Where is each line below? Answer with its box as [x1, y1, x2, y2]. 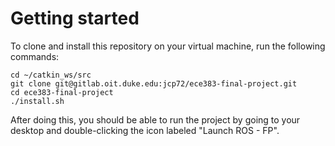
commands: [10, 50, 60, 62]
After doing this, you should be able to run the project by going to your [10, 113, 301, 126]
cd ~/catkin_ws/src [10, 70, 92, 80]
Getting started [10, 7, 140, 30]
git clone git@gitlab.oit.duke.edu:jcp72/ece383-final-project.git [10, 78, 298, 89]
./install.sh [10, 96, 65, 106]
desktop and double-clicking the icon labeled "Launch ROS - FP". [10, 124, 280, 136]
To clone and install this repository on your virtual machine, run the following [10, 40, 326, 52]
